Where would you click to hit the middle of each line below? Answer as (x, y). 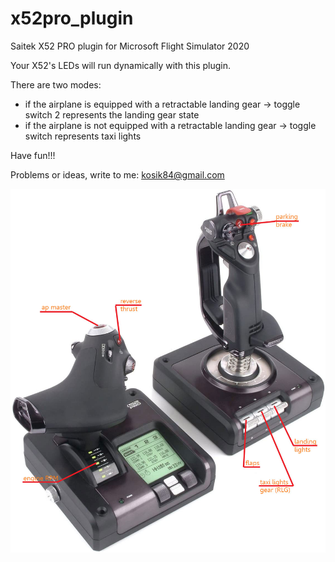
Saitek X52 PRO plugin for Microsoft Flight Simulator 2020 (130, 46)
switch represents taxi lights (83, 136)
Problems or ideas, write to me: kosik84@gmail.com (117, 174)
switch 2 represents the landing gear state (112, 114)
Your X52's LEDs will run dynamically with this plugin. (121, 65)
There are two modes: (56, 84)
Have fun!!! (33, 155)
